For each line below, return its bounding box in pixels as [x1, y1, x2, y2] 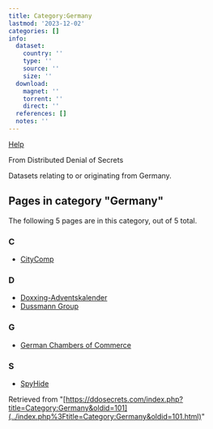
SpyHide [19, 378, 49, 389]
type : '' [23, 57, 53, 66]
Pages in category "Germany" [8, 194, 164, 208]
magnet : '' [23, 87, 60, 96]
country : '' [23, 49, 63, 57]
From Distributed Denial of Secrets [8, 155, 124, 164]
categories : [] [8, 27, 60, 35]
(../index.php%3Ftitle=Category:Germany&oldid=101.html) [8, 411, 202, 421]
